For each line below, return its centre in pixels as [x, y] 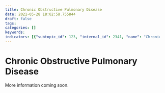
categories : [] [21, 28]
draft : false [18, 19]
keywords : [15, 32]
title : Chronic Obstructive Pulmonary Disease [54, 10]
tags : [11, 23]
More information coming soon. [37, 85]
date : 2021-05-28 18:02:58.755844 [41, 14]
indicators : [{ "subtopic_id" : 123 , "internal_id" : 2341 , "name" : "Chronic [83, 37]
